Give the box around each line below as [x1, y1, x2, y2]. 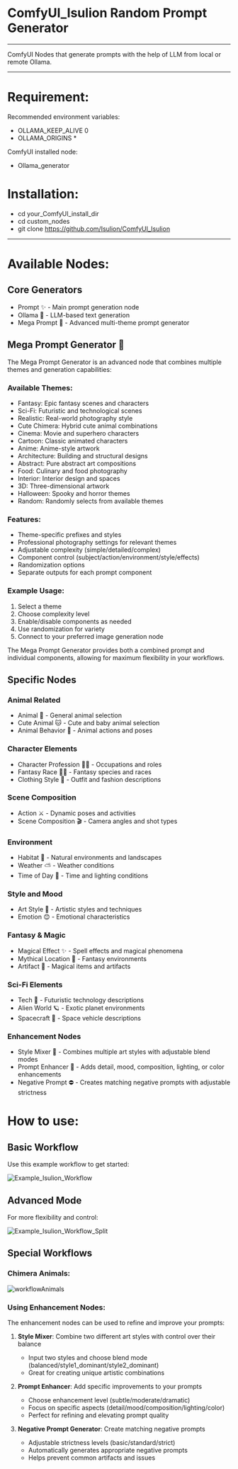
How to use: [7, 1113, 79, 1129]
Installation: [7, 186, 79, 203]
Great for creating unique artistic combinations [28, 1368, 165, 1377]
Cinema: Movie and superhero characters [17, 429, 140, 437]
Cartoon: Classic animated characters [17, 436, 128, 445]
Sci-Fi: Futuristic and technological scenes [17, 406, 142, 415]
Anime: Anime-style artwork [17, 444, 101, 453]
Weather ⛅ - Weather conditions [17, 861, 115, 870]
